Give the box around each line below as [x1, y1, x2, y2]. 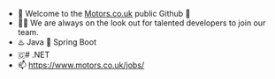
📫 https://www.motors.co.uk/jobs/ [17, 60, 145, 70]
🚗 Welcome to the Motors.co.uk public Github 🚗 [17, 9, 191, 18]
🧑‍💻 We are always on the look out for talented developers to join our [17, 18, 266, 28]
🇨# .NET [17, 49, 50, 60]
